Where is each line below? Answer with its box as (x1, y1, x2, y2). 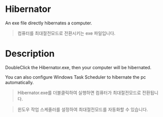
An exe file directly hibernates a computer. (5, 20, 92, 26)
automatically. (5, 79, 34, 85)
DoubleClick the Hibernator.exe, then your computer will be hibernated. (5, 64, 152, 70)
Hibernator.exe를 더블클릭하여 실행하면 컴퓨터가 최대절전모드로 (17, 90, 141, 96)
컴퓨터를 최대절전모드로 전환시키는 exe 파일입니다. (17, 30, 116, 36)
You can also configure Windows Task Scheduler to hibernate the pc (5, 74, 146, 80)
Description (5, 48, 55, 59)
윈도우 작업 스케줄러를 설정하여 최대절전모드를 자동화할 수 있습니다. (17, 106, 148, 113)
